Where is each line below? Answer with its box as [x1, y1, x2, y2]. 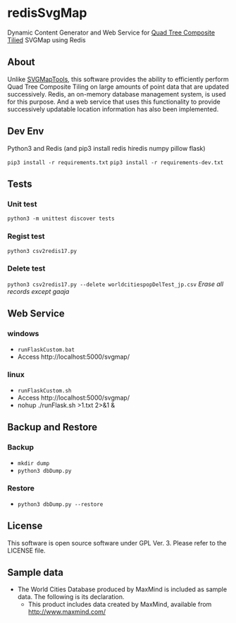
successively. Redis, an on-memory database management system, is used [7, 90, 227, 98]
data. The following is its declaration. [17, 593, 125, 601]
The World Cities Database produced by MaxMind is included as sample [17, 585, 228, 593]
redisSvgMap [7, 5, 87, 21]
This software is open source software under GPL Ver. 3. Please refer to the [7, 538, 227, 547]
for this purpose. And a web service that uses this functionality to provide [7, 97, 221, 106]
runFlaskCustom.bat [17, 346, 75, 353]
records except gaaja [7, 287, 70, 295]
